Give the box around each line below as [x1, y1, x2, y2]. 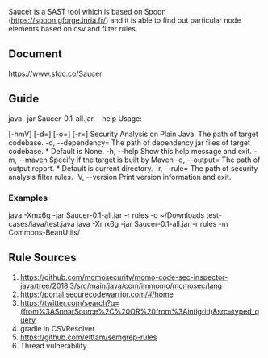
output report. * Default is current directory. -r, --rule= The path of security [8, 163, 258, 173]
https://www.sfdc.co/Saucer [8, 69, 103, 78]
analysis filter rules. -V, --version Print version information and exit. [8, 172, 232, 181]
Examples [8, 192, 48, 203]
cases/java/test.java [8, 219, 75, 228]
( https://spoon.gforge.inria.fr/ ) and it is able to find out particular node [8, 15, 241, 25]
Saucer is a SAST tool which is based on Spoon [8, 7, 167, 16]
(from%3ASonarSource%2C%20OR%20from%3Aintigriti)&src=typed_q [19, 306, 260, 316]
